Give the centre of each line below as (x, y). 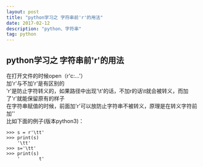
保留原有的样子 (46, 98)
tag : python (21, 34)
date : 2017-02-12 (28, 23)
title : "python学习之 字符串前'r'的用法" (55, 17)
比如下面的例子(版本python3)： (45, 121)
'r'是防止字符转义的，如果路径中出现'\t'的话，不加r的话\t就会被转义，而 (95, 90)
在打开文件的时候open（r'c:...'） (46, 75)
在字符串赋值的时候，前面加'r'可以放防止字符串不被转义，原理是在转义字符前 (102, 106)
